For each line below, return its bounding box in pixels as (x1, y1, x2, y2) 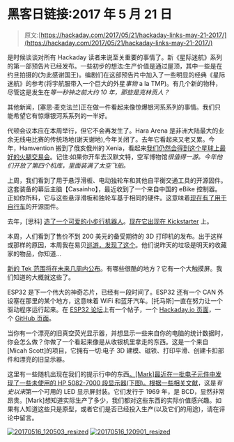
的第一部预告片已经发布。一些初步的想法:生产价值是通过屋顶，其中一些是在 (7, 61, 223, 70)
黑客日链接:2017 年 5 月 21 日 (7, 6, 173, 22)
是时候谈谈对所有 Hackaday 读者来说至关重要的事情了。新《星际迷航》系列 (7, 53, 223, 61)
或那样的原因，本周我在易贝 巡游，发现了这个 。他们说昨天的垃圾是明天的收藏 (7, 240, 227, 249)
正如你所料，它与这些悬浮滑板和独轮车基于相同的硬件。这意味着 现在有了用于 (7, 193, 227, 202)
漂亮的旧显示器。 (19, 355, 68, 363)
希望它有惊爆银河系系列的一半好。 (13, 111, 111, 119)
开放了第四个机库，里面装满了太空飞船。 (13, 161, 130, 170)
